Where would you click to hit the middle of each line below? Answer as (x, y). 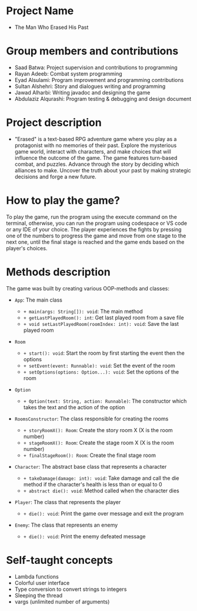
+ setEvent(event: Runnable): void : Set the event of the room (99, 365)
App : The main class (39, 300)
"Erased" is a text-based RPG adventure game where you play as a (96, 139)
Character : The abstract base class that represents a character (91, 466)
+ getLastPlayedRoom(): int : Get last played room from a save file (103, 318)
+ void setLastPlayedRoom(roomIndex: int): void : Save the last (101, 324)
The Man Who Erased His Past (51, 27)
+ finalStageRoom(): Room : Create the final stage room (90, 455)
